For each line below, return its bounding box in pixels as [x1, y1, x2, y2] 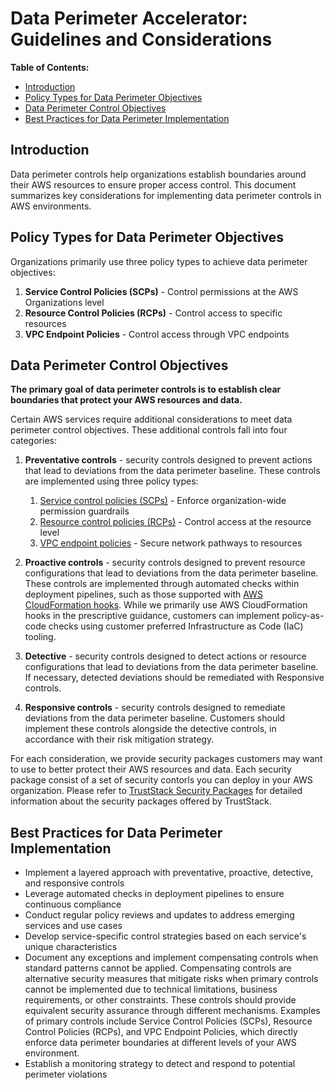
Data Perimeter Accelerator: [10, 7, 248, 30]
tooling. [24, 631, 57, 643]
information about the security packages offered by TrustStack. [10, 795, 272, 807]
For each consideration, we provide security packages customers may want [10, 753, 323, 765]
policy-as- [281, 610, 325, 622]
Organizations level [24, 296, 105, 308]
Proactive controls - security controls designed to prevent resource [24, 557, 306, 569]
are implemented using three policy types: [24, 475, 199, 487]
